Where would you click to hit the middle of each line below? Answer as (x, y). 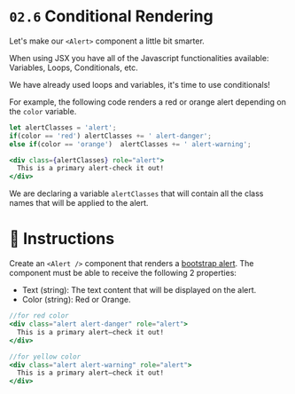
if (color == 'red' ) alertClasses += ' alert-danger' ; (111, 136)
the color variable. (43, 111)
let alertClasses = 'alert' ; (63, 127)
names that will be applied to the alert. (79, 203)
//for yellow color (45, 357)
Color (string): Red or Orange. (76, 300)
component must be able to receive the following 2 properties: (123, 273)
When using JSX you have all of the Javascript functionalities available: (139, 58)
